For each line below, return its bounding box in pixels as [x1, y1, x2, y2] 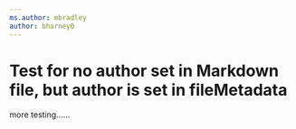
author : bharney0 [9, 22, 75, 31]
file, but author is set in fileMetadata [9, 79, 288, 100]
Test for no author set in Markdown [9, 60, 279, 81]
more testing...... [9, 109, 71, 120]
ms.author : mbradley [9, 13, 88, 23]
